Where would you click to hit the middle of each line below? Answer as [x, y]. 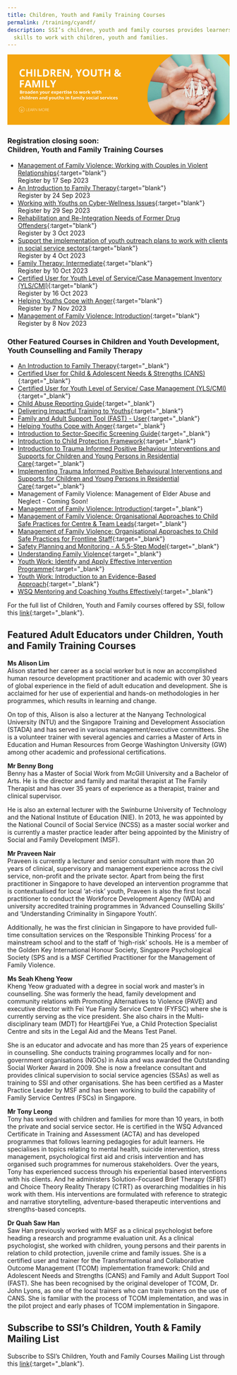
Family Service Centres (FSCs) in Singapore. [72, 1097]
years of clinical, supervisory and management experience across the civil [115, 868]
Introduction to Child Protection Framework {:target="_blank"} [107, 441]
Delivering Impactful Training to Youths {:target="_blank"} [100, 411]
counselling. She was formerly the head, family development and [102, 993]
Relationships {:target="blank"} [62, 173]
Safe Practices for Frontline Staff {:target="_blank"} [91, 539]
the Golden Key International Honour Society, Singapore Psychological [110, 949]
